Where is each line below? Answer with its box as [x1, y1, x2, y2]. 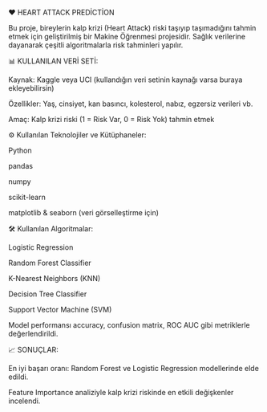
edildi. [8, 372, 29, 381]
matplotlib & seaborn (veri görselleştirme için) [8, 208, 159, 217]
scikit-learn [8, 193, 46, 202]
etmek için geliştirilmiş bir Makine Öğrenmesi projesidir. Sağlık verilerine [8, 32, 246, 41]
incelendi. [8, 396, 41, 406]
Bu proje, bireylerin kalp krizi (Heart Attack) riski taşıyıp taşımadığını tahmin [8, 23, 257, 32]
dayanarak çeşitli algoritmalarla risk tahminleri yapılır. [8, 40, 184, 50]
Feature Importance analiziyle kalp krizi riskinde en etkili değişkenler [8, 388, 234, 397]
